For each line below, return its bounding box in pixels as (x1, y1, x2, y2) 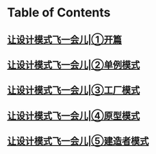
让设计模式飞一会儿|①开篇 (7, 34, 122, 45)
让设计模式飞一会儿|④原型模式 (7, 110, 140, 121)
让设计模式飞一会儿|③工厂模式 (7, 84, 140, 97)
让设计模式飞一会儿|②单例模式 (7, 59, 140, 70)
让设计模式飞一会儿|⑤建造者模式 (7, 136, 149, 147)
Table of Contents (7, 5, 111, 21)
